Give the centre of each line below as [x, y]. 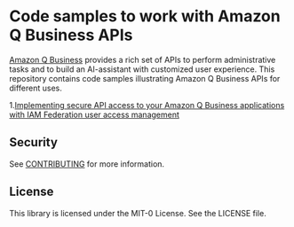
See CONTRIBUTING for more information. [87, 164]
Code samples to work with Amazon [145, 16]
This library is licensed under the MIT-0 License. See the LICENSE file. [138, 213]
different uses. [36, 88]
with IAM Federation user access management [95, 114]
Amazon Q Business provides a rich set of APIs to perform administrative [143, 59]
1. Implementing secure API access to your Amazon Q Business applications [147, 105]
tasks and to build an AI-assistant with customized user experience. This [142, 69]
